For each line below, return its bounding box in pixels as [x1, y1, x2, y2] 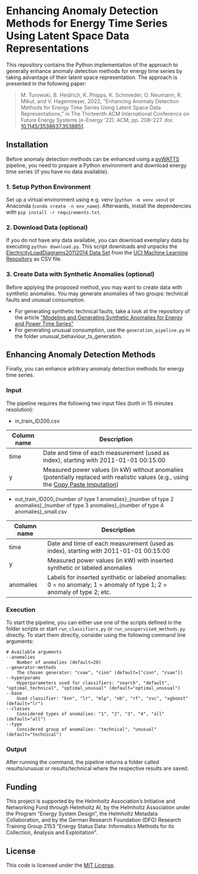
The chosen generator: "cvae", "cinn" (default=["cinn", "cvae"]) [16, 670, 183, 676]
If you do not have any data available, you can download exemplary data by [6, 237, 190, 244]
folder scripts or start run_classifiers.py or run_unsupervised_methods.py [6, 625, 186, 632]
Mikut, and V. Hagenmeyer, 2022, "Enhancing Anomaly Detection [20, 97, 179, 104]
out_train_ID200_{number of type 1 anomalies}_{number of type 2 [14, 495, 174, 502]
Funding [6, 782, 37, 792]
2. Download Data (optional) [6, 223, 88, 231]
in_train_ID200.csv [14, 417, 60, 424]
